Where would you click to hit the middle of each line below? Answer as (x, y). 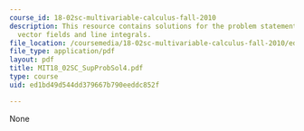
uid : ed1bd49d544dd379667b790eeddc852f (85, 85)
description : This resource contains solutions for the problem (133, 26)
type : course (34, 77)
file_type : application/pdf (62, 51)
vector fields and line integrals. (85, 34)
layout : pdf (32, 60)
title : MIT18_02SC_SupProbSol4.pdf (76, 69)
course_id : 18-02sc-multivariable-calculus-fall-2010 (113, 18)
